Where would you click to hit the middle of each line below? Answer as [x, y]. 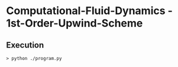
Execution [25, 45]
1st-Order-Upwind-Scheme [75, 23]
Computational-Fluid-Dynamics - [90, 11]
